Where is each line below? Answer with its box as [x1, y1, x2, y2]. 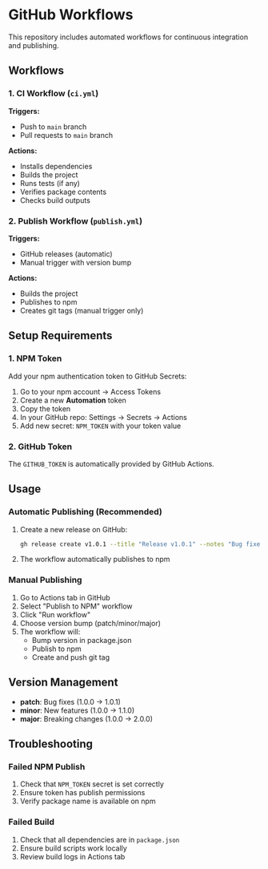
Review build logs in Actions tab [19, 851, 126, 861]
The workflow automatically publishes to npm [19, 555, 170, 564]
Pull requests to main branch [19, 130, 114, 139]
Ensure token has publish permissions [19, 788, 146, 798]
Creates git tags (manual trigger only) [19, 305, 144, 315]
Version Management [8, 676, 118, 689]
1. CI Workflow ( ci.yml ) [8, 88, 99, 99]
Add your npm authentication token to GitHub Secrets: [8, 371, 187, 381]
